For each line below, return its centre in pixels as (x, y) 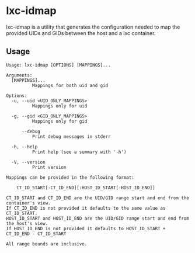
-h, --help (25, 147)
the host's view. (27, 223)
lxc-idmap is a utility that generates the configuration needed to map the (93, 27)
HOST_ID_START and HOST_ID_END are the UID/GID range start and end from (98, 218)
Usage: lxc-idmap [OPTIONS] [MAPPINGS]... (58, 65)
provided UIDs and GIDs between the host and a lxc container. (81, 33)
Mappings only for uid (60, 106)
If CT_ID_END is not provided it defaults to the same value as (86, 208)
